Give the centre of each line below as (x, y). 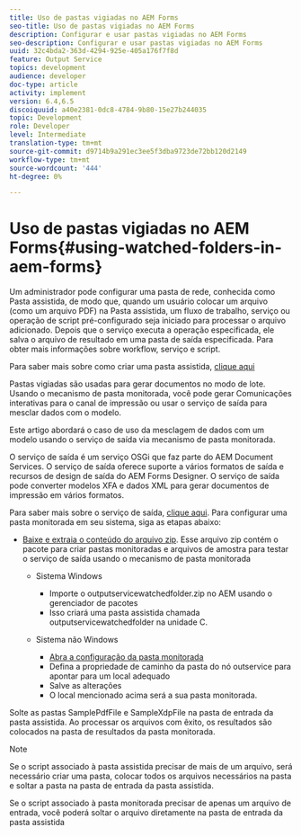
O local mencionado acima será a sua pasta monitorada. (153, 695)
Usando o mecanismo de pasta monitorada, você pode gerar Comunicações (150, 394)
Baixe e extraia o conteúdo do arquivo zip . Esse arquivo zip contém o (150, 539)
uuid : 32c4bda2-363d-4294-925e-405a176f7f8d (94, 51)
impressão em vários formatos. (66, 495)
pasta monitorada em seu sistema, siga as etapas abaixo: (115, 522)
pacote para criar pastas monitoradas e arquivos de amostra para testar (155, 549)
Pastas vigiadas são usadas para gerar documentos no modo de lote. (137, 384)
